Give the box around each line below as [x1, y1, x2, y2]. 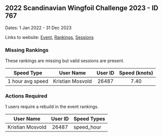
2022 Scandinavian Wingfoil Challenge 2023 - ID [5, 4, 159, 12]
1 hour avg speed [7, 78, 48, 85]
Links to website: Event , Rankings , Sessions [5, 34, 94, 40]
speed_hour [73, 124, 101, 131]
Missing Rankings [5, 46, 49, 53]
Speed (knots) [119, 69, 154, 76]
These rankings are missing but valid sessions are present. [5, 58, 125, 64]
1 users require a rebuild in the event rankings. [5, 103, 99, 110]
